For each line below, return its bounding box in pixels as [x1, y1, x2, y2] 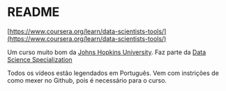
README [7, 4, 60, 20]
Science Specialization [7, 55, 73, 63]
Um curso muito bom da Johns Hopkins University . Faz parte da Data [7, 48, 206, 56]
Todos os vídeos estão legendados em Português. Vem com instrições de [7, 69, 220, 77]
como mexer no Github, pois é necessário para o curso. [7, 76, 167, 84]
